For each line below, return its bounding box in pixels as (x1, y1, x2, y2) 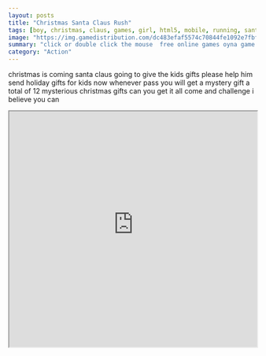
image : (8, 33, 30, 42)
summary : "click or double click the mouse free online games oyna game (8, 41, 256, 49)
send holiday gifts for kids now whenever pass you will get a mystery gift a (8, 78, 250, 87)
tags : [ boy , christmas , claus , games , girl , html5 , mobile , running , (8, 26, 242, 34)
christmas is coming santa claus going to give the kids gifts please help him (8, 70, 253, 79)
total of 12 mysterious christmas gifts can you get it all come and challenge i (8, 86, 254, 95)
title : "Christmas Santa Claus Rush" (8, 19, 132, 27)
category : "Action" (8, 48, 72, 56)
